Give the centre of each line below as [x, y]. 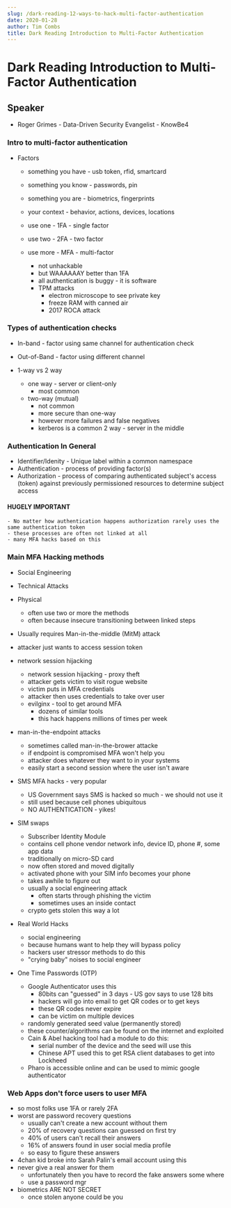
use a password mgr [57, 1182]
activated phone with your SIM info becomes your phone [109, 873]
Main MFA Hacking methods [56, 557]
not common [56, 406]
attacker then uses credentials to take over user [96, 696]
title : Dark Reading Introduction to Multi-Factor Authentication [105, 33]
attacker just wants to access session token [80, 647]
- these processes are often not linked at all [78, 534]
